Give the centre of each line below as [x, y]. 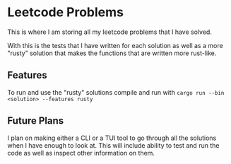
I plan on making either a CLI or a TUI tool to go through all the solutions [112, 138]
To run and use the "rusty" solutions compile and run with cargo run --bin [116, 92]
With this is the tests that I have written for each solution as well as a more [115, 45]
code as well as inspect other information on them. [81, 153]
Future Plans [36, 121]
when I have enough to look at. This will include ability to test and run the [113, 145]
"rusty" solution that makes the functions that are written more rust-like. [112, 53]
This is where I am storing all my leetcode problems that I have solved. [109, 32]
